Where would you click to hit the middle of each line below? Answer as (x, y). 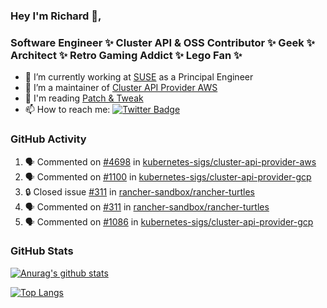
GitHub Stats (42, 251)
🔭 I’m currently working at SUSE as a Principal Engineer (139, 77)
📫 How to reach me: (67, 110)
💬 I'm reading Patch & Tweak (84, 98)
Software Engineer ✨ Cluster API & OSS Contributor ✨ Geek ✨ (162, 42)
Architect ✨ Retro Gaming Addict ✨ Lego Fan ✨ (126, 55)
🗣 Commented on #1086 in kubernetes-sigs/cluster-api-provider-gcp (169, 221)
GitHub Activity (48, 139)
